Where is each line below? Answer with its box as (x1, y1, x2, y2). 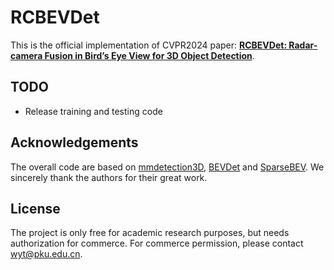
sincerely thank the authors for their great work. (10, 171, 208, 183)
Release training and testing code (24, 105, 163, 117)
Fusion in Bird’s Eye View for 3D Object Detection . (44, 49, 255, 61)
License (10, 200, 61, 217)
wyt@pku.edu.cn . (10, 248, 83, 260)
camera (10, 49, 43, 61)
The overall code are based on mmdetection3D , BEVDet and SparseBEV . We (10, 161, 325, 173)
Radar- (288, 39, 318, 51)
